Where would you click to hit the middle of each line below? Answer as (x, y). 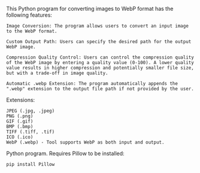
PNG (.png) (20, 116)
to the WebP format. (32, 31)
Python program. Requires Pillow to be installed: (65, 153)
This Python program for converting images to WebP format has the (90, 9)
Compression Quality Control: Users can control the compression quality (100, 57)
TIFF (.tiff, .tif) (31, 132)
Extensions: (21, 100)
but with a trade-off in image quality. (57, 73)
